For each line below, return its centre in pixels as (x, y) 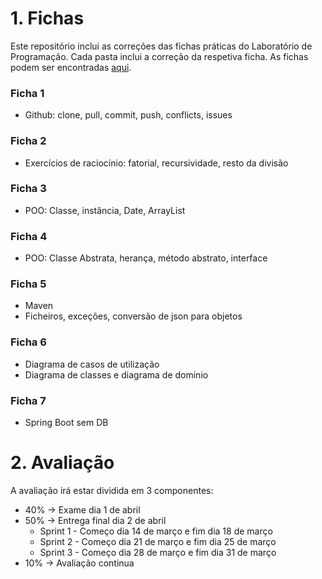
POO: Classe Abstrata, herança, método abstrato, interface (146, 258)
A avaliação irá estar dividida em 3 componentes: (112, 490)
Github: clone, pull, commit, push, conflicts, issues (128, 115)
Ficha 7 (28, 400)
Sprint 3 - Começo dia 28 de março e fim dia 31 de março (158, 552)
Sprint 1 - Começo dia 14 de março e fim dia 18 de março (156, 531)
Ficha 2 (28, 141)
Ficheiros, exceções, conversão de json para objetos (133, 316)
